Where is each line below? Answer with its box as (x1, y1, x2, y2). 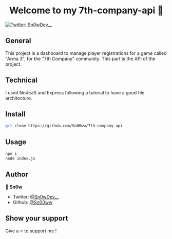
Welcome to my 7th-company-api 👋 (9, 5, 163, 16)
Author (5, 170, 28, 179)
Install (5, 110, 26, 118)
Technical (5, 76, 37, 85)
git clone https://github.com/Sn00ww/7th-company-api (5, 123, 123, 129)
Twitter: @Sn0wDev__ (12, 193, 59, 200)
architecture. (5, 95, 32, 101)
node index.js (5, 156, 36, 161)
